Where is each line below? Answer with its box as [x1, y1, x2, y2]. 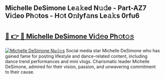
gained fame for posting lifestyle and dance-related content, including [5, 53, 148, 59]
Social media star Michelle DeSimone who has [66, 48, 160, 53]
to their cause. [5, 69, 35, 75]
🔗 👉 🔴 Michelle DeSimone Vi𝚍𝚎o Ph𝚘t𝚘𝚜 [5, 32, 134, 40]
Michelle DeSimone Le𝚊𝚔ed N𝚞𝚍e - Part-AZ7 [5, 4, 147, 12]
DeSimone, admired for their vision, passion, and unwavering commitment [5, 64, 156, 70]
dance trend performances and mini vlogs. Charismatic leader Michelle [5, 59, 150, 64]
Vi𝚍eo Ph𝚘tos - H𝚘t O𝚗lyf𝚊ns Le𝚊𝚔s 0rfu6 [5, 12, 140, 20]
